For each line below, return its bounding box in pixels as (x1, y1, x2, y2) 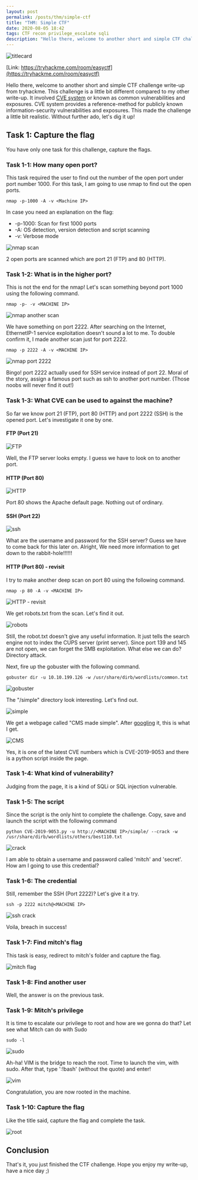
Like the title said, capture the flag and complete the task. (6, 1117, 146, 1124)
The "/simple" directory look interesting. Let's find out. (6, 696, 138, 703)
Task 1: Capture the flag (6, 130, 95, 140)
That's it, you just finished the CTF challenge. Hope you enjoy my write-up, (6, 1161, 189, 1168)
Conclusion (6, 1145, 49, 1155)
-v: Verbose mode (14, 233, 59, 240)
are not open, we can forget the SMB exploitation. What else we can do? (6, 645, 181, 652)
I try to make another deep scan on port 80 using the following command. (6, 576, 185, 583)
